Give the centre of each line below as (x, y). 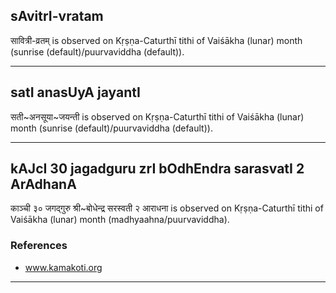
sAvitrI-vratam (57, 16)
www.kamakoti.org (63, 267)
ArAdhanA (43, 184)
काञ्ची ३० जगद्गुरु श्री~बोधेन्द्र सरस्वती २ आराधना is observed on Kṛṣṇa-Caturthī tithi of (167, 208)
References (39, 246)
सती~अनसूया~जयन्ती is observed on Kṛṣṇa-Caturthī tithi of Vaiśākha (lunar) (157, 116)
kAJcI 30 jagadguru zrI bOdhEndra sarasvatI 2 (157, 169)
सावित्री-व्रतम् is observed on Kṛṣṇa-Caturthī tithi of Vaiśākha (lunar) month (156, 40)
